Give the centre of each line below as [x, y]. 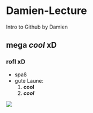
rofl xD [16, 62]
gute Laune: [29, 80]
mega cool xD [32, 45]
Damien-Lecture [46, 11]
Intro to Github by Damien [37, 27]
